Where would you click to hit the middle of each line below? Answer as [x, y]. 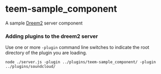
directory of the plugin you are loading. [46, 53]
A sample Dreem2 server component [44, 23]
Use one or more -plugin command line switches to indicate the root [77, 47]
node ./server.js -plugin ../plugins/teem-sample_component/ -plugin [81, 62]
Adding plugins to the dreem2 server [52, 36]
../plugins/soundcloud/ [31, 67]
